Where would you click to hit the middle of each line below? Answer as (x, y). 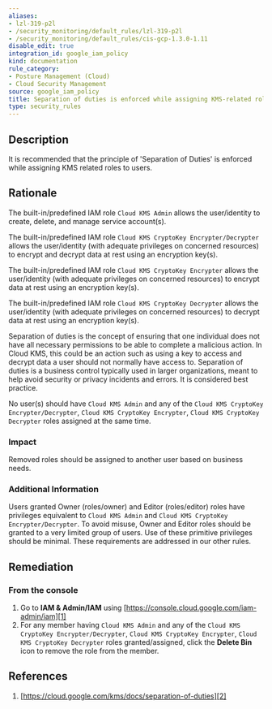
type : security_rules (45, 106)
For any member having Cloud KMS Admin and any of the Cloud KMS (130, 625)
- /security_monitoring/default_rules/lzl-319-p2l (96, 31)
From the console (43, 590)
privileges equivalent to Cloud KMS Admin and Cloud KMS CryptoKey (118, 516)
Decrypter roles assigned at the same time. (80, 421)
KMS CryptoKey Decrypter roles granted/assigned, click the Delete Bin (136, 642)
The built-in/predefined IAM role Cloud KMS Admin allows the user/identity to (134, 213)
